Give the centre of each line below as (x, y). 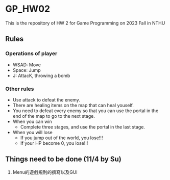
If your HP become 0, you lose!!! (54, 143)
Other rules (20, 89)
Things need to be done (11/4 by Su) (63, 159)
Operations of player (31, 54)
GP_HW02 (28, 9)
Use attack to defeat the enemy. (46, 99)
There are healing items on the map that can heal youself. (73, 105)
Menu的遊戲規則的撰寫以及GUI (45, 172)
